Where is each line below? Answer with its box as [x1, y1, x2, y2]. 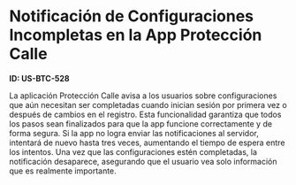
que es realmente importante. [9, 166, 117, 176]
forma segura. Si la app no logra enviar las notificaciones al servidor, [9, 127, 259, 138]
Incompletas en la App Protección [9, 25, 262, 45]
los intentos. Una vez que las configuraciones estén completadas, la [9, 146, 258, 157]
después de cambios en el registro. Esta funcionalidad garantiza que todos [9, 109, 282, 119]
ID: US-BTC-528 [9, 73, 70, 83]
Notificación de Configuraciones [9, 6, 254, 27]
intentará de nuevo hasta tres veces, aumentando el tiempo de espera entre [9, 137, 285, 148]
